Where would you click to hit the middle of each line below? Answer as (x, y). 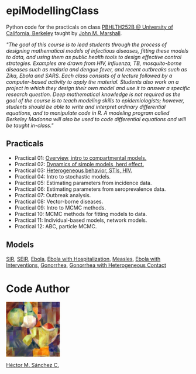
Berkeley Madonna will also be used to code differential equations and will (96, 119)
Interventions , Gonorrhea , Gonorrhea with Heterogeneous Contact (86, 265)
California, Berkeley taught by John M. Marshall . (64, 33)
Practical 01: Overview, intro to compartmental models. (80, 158)
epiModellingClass (53, 11)
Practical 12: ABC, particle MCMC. (56, 226)
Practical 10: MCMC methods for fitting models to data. (81, 214)
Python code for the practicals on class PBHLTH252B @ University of (90, 27)
